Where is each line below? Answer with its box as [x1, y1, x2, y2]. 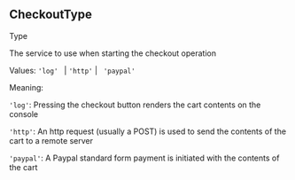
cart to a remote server [9, 135, 94, 145]
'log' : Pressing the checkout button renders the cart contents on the [9, 99, 261, 110]
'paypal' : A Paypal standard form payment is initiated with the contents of [9, 153, 280, 163]
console [9, 108, 39, 119]
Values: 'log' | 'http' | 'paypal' [9, 65, 136, 75]
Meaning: [9, 82, 44, 92]
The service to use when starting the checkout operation [9, 48, 217, 59]
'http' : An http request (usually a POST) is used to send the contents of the [9, 126, 286, 137]
